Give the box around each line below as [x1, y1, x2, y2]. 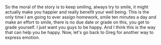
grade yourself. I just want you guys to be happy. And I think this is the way [5, 24, 156, 30]
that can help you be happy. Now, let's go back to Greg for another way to [5, 30, 154, 35]
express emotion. [5, 34, 40, 40]
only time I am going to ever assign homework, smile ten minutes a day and [5, 14, 157, 20]
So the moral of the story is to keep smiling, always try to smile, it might [5, 4, 149, 10]
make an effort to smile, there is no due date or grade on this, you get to [5, 19, 150, 25]
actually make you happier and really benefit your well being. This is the [5, 9, 150, 15]
